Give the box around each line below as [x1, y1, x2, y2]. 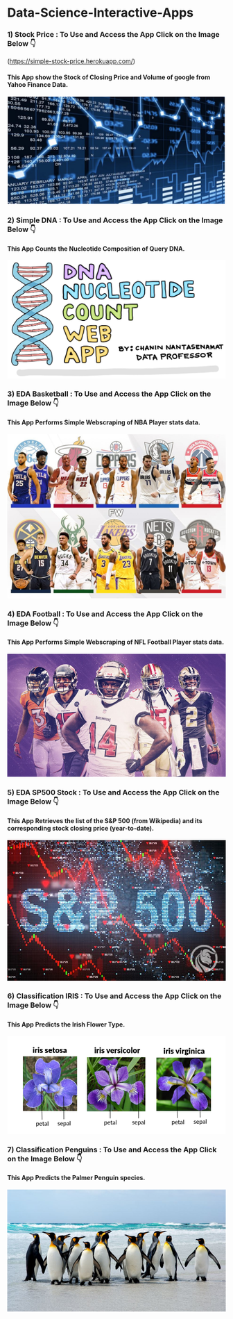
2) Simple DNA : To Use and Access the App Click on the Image [7, 215, 223, 225]
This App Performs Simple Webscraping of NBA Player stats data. [7, 418, 201, 426]
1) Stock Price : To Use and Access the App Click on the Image [7, 30, 220, 40]
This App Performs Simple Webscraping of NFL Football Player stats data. [7, 638, 224, 647]
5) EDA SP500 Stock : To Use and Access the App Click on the [7, 788, 220, 797]
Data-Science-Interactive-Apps [7, 5, 194, 21]
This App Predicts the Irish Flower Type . [7, 1020, 126, 1029]
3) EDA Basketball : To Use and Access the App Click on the [7, 389, 212, 399]
